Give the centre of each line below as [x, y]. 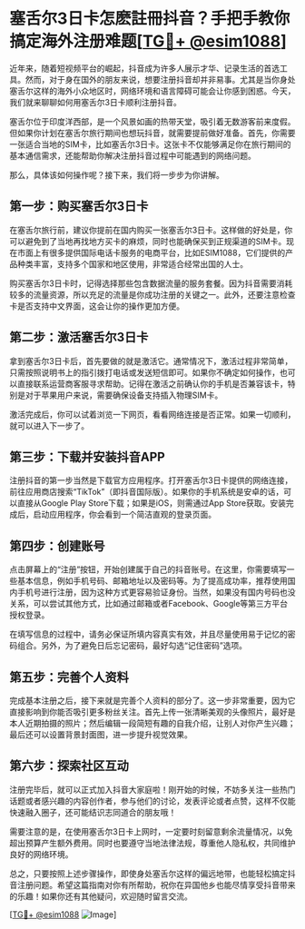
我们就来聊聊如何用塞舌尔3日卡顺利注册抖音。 [95, 102]
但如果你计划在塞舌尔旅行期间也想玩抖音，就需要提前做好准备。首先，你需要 [152, 133]
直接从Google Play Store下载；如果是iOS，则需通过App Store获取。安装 [151, 503]
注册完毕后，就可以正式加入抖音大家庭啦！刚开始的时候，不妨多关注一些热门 [152, 789]
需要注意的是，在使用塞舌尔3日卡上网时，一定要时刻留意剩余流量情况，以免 [151, 831]
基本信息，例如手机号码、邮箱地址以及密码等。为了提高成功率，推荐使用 [152, 581]
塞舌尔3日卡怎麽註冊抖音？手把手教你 [150, 19]
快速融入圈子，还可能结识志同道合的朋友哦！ [93, 812]
